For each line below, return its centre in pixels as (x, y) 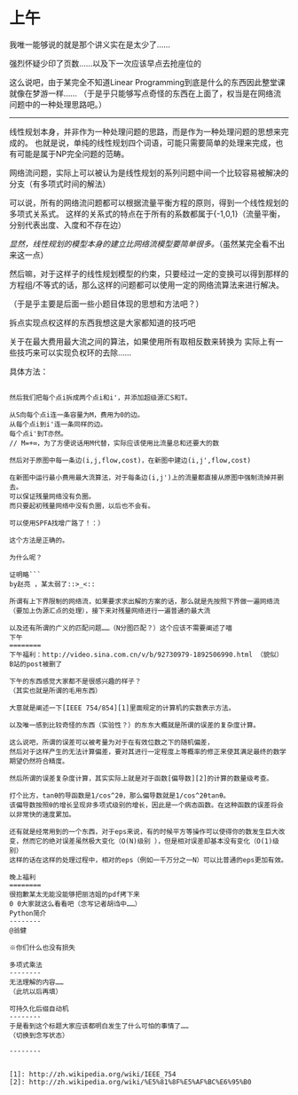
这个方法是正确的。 (39, 540)
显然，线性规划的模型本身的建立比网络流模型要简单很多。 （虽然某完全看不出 (147, 243)
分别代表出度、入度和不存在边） (67, 225)
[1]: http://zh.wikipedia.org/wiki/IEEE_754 (93, 1074)
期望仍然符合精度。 (39, 761)
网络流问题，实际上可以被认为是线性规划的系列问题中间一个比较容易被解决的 (149, 172)
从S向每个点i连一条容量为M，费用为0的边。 (77, 415)
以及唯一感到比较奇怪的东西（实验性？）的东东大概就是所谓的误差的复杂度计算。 (134, 725)
